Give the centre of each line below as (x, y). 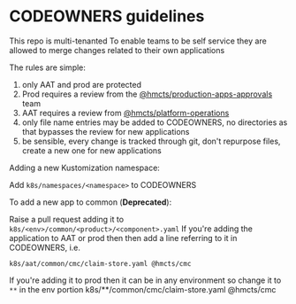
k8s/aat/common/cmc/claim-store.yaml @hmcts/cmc (100, 263)
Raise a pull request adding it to (67, 219)
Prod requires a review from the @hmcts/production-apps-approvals (147, 94)
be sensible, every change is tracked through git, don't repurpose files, (151, 141)
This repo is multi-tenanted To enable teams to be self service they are (138, 41)
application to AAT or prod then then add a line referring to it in (123, 238)
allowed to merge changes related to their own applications (117, 50)
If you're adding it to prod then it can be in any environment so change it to (145, 280)
